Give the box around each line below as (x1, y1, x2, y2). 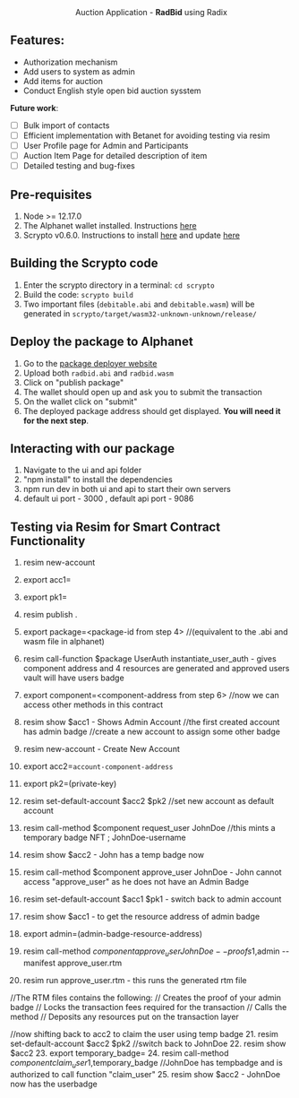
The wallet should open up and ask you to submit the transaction (22, 386, 263, 397)
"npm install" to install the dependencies (22, 474, 173, 485)
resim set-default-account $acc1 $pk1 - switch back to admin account (22, 894, 282, 904)
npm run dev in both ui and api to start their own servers (22, 484, 231, 495)
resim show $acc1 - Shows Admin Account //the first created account (22, 717, 280, 728)
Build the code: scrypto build (22, 289, 133, 299)
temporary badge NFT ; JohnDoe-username (22, 832, 186, 843)
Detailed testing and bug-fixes (22, 160, 135, 171)
